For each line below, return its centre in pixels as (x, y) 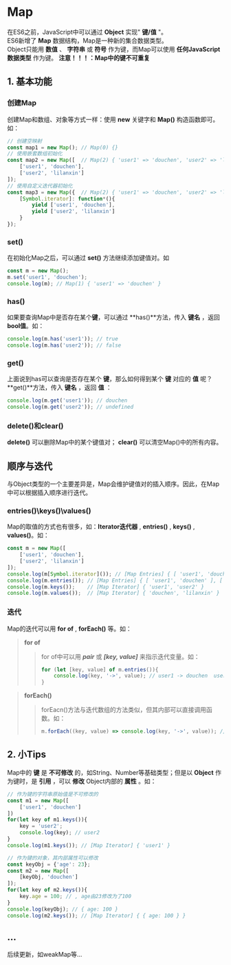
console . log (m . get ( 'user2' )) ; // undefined (70, 407)
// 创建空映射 (25, 141)
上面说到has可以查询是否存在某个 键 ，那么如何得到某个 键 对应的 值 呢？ (110, 379)
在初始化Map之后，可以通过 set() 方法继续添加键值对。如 (88, 258)
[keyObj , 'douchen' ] (49, 877)
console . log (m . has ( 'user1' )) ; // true (63, 339)
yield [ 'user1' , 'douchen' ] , (74, 205)
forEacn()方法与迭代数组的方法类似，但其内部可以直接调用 (124, 710)
